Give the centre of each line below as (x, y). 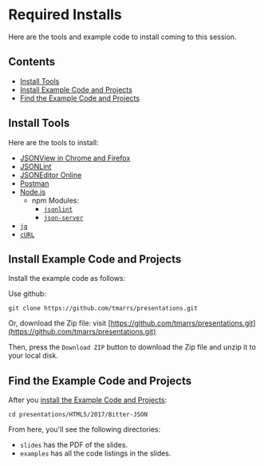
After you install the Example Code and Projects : (88, 400)
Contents (32, 62)
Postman (34, 183)
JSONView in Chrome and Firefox (75, 158)
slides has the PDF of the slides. (74, 445)
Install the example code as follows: (67, 278)
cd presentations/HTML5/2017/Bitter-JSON (78, 415)
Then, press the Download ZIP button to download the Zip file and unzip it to (132, 347)
